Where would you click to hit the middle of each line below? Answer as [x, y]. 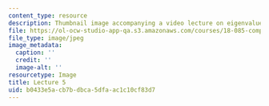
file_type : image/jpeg [46, 38]
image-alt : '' [39, 68]
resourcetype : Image [43, 75]
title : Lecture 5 [37, 82]
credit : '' [34, 61]
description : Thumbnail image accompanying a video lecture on [116, 23]
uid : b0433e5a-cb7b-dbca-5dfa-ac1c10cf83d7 [82, 90]
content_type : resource [48, 16]
